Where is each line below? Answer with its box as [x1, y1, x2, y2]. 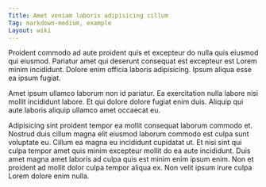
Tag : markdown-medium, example [8, 19, 112, 27]
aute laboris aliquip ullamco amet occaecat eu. [8, 105, 161, 115]
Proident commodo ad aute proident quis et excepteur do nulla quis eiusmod [8, 48, 259, 58]
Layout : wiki [8, 26, 52, 34]
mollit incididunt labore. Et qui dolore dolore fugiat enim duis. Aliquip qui [8, 97, 244, 107]
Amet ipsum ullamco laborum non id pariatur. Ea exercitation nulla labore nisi [8, 89, 259, 98]
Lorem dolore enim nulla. [8, 171, 90, 181]
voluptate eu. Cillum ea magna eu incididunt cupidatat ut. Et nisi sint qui [8, 138, 242, 147]
